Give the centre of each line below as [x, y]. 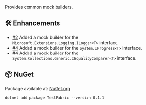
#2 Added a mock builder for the [45, 37]
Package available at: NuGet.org [38, 88]
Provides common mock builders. [39, 7]
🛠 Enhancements [33, 23]
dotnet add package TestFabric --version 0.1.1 [55, 98]
